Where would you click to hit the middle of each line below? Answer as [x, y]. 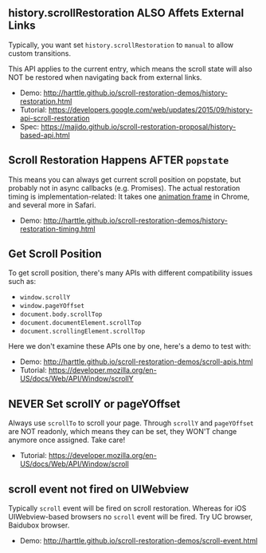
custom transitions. [40, 53]
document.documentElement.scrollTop [80, 323]
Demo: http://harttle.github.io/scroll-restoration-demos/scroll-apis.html [136, 361]
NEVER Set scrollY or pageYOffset [94, 403]
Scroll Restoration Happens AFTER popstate [119, 160]
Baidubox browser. [39, 525]
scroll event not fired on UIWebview [99, 489]
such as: [22, 282]
